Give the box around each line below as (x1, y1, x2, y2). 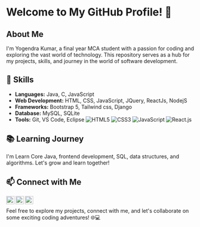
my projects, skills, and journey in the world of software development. (6, 58, 178, 64)
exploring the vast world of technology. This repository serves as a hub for (6, 51, 190, 58)
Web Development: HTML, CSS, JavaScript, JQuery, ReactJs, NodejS (14, 97, 187, 104)
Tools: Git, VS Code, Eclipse (14, 116, 85, 123)
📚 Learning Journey (6, 134, 84, 144)
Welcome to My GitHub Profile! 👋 (6, 5, 172, 19)
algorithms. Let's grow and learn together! (6, 159, 110, 166)
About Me (6, 29, 44, 39)
